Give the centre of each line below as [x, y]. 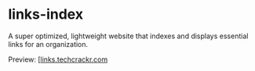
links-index [46, 14]
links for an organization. [48, 44]
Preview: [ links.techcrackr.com [58, 59]
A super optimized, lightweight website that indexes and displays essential [128, 36]
